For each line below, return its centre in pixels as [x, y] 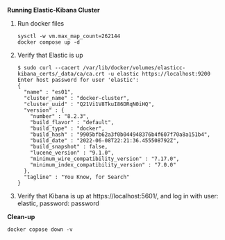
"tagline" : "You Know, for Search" [77, 177]
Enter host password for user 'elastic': [78, 80]
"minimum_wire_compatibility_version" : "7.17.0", [105, 159]
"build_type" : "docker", [68, 128]
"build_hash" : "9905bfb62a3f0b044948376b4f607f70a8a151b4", [120, 135]
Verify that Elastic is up [50, 55]
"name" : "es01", [49, 92]
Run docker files [41, 23]
